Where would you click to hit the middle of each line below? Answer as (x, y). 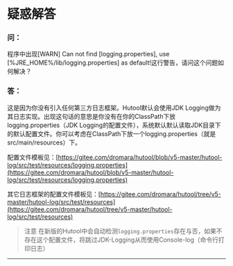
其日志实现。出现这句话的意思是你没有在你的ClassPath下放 (91, 116)
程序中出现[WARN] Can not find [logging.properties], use (88, 54)
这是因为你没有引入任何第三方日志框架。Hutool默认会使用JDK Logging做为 (114, 108)
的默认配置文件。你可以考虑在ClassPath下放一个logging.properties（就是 (112, 133)
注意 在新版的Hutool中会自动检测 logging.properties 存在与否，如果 (120, 231)
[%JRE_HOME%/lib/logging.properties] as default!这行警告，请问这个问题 (113, 63)
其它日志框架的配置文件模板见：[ (54, 194)
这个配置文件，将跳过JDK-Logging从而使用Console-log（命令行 (127, 240)
